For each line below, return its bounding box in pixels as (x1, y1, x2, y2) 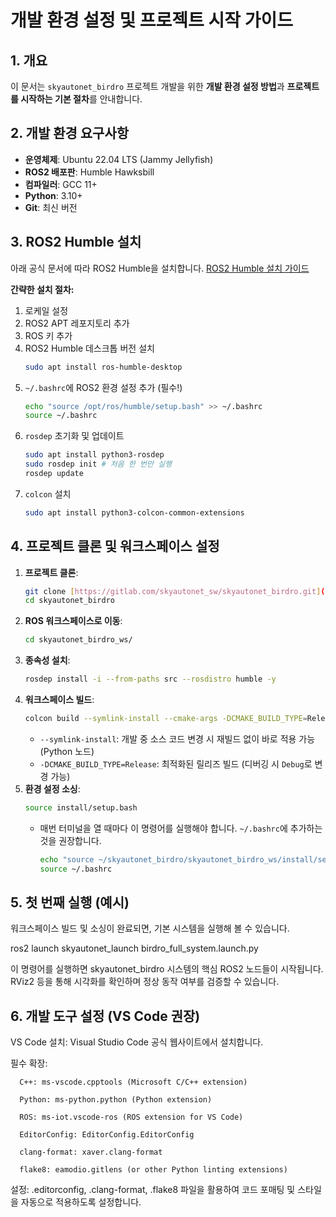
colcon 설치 (24, 487, 72, 500)
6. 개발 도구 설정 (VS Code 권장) (10, 1007, 201, 1025)
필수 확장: (10, 1057, 48, 1070)
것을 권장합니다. (39, 834, 102, 846)
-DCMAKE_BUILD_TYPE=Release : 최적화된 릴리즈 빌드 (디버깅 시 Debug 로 (39, 757, 313, 770)
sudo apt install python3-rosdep (24, 450, 165, 460)
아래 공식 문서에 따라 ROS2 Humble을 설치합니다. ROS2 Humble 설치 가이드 (10, 262, 310, 274)
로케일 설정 (24, 304, 69, 316)
